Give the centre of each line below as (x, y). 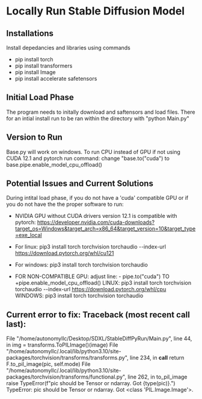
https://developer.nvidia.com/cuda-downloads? (96, 222)
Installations (30, 33)
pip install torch (34, 59)
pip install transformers (44, 66)
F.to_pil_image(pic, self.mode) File (48, 364)
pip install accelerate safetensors (56, 79)
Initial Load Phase (40, 97)
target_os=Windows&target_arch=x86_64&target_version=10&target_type (105, 229)
